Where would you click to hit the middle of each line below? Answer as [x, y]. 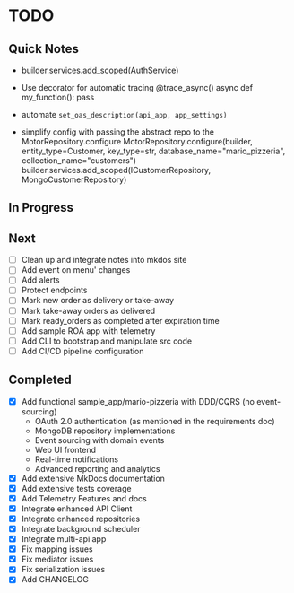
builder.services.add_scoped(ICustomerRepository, [116, 170]
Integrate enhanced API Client [77, 509]
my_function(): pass [58, 97]
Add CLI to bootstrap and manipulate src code [107, 341]
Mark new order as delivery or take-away [98, 301]
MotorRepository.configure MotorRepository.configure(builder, [137, 141]
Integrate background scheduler [81, 529]
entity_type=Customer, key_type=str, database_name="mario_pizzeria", [153, 151]
